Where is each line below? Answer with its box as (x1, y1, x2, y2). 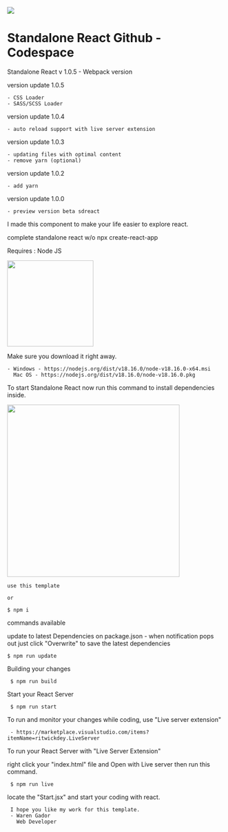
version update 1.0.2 (7, 169, 65, 177)
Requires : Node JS (7, 247, 62, 255)
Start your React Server (7, 689, 74, 698)
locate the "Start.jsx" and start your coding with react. (7, 793, 160, 801)
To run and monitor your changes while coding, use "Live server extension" (7, 715, 222, 723)
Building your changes (7, 665, 71, 673)
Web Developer (16, 818, 57, 825)
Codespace (7, 45, 74, 61)
